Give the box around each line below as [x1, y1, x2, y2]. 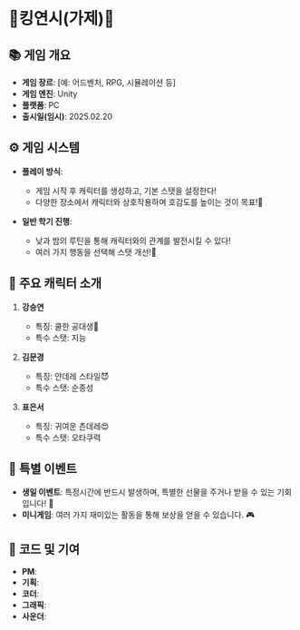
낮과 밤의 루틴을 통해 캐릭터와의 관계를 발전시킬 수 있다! [34, 235, 232, 246]
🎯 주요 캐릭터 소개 [8, 276, 102, 291]
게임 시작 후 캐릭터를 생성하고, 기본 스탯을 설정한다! [34, 185, 217, 196]
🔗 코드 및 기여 [8, 541, 81, 556]
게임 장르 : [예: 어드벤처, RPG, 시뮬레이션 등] [21, 77, 176, 87]
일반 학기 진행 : [21, 215, 73, 227]
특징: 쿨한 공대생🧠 [34, 320, 99, 331]
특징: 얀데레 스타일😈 [34, 370, 110, 381]
